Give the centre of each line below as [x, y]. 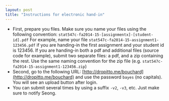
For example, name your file [59, 39]
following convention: [35, 34]
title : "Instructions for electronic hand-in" [55, 15]
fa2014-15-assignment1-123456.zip [49, 67]
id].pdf [20, 40]
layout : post [19, 10]
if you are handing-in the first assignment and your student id [100, 45]
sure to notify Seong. [34, 93]
